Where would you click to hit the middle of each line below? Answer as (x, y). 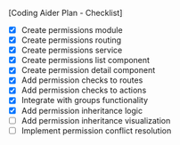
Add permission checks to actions (84, 90)
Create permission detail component (88, 70)
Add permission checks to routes (82, 80)
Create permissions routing (71, 40)
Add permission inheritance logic (82, 110)
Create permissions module (72, 30)
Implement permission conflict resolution (96, 130)
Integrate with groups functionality (85, 101)
